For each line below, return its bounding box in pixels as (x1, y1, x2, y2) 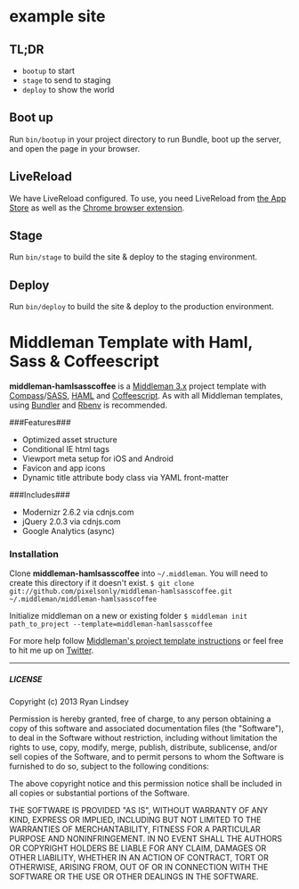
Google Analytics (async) (21, 526, 116, 537)
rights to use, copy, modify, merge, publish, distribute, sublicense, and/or (9, 742, 278, 753)
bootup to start (21, 65, 76, 76)
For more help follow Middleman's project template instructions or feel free (9, 636, 284, 646)
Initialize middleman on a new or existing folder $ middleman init (9, 611, 248, 621)
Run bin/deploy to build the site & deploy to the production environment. (9, 301, 274, 312)
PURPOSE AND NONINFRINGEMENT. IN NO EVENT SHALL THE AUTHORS (9, 834, 283, 844)
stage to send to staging (21, 75, 111, 86)
